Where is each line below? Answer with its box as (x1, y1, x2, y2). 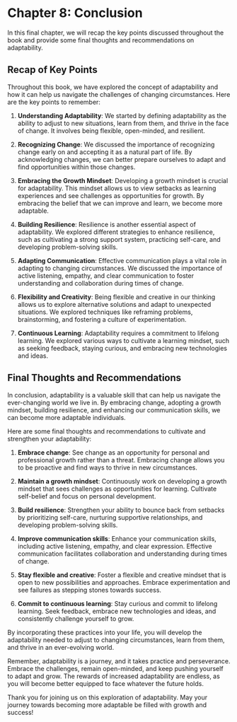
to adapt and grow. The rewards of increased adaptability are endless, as (7, 672, 221, 680)
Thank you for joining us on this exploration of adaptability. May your (7, 693, 207, 701)
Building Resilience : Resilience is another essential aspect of (17, 220, 197, 228)
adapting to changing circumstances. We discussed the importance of (17, 264, 223, 272)
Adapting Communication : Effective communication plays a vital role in (17, 256, 227, 264)
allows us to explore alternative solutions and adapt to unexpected (17, 300, 212, 308)
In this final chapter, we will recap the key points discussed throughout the (7, 28, 224, 37)
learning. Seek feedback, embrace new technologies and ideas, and (17, 607, 216, 615)
